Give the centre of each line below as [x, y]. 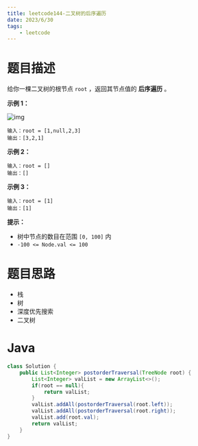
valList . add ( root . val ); [65, 418]
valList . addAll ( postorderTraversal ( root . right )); [104, 411]
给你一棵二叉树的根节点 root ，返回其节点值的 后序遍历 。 [89, 89]
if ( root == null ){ [58, 385]
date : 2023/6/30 [30, 20]
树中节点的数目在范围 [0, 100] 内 [64, 236]
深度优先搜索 [35, 312]
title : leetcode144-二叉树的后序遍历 [57, 13]
